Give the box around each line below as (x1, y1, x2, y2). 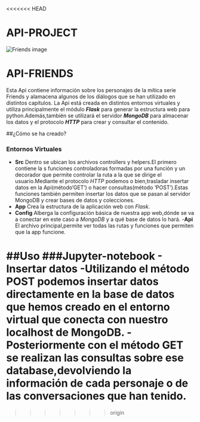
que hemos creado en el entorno (6, 300, 170, 314)
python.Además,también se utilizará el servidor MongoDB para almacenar (6, 112, 189, 119)
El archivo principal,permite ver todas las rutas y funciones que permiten (14, 222, 194, 229)
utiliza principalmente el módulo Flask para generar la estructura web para (6, 105, 190, 113)
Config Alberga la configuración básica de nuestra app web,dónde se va (14, 210, 195, 217)
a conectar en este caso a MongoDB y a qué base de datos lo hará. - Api (14, 215, 193, 223)
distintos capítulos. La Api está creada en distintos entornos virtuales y (6, 99, 180, 107)
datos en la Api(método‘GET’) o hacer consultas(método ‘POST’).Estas (14, 184, 188, 191)
